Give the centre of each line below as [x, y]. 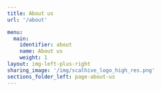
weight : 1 [34, 58]
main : [21, 38]
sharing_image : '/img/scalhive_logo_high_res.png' [81, 70]
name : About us [41, 51]
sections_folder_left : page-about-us [61, 77]
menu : [15, 32]
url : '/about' [28, 20]
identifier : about [46, 45]
